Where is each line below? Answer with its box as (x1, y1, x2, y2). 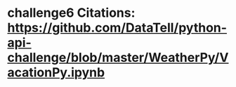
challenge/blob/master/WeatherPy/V (7, 50, 229, 66)
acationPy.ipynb (7, 65, 105, 81)
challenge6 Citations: (7, 5, 136, 21)
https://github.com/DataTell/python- (7, 20, 227, 36)
